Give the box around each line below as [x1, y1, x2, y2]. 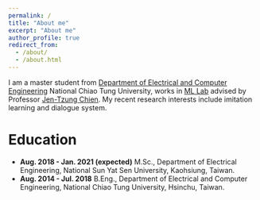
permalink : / [8, 11, 52, 20]
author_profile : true [8, 33, 80, 42]
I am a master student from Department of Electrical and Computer [8, 77, 228, 87]
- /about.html [15, 56, 62, 64]
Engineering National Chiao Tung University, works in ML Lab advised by [8, 86, 246, 95]
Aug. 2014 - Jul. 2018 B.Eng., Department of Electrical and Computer [19, 174, 248, 183]
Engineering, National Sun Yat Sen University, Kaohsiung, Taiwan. [19, 165, 235, 175]
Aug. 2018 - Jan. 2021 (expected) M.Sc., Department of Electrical [19, 156, 237, 167]
